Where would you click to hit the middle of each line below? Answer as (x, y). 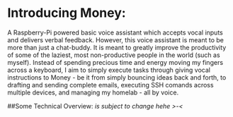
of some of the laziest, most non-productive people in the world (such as (114, 55)
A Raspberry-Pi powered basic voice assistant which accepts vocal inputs (115, 32)
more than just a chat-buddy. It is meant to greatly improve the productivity (117, 47)
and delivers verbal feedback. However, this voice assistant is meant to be (116, 39)
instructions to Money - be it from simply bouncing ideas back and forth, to (117, 77)
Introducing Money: (67, 13)
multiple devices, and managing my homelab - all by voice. (93, 92)
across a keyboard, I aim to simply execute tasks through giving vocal (109, 70)
